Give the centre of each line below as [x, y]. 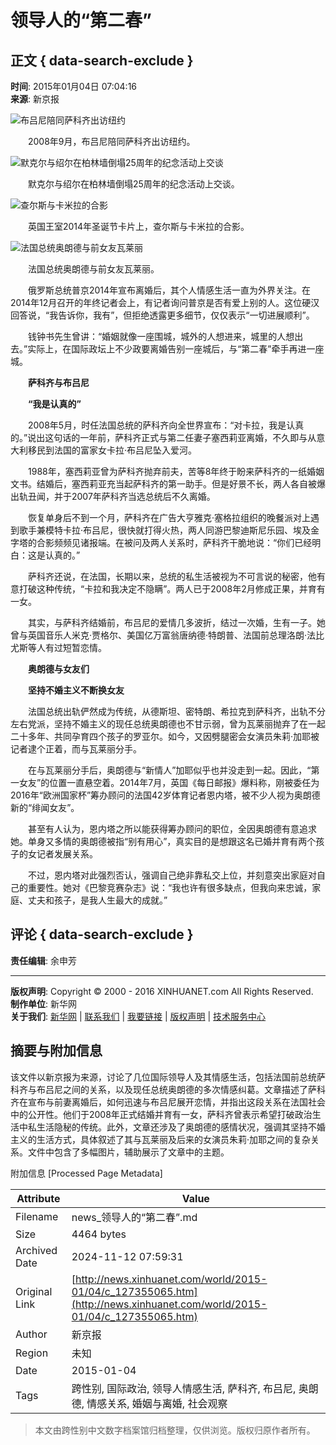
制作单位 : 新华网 [43, 1003]
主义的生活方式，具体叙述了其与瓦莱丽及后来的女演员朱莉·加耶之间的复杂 [161, 1139]
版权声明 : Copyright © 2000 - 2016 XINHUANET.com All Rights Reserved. [162, 991]
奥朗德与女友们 [59, 669]
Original [34, 1291]
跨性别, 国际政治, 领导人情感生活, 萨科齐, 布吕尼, [184, 1388]
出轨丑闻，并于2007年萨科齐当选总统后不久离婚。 [113, 496]
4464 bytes [99, 1234]
